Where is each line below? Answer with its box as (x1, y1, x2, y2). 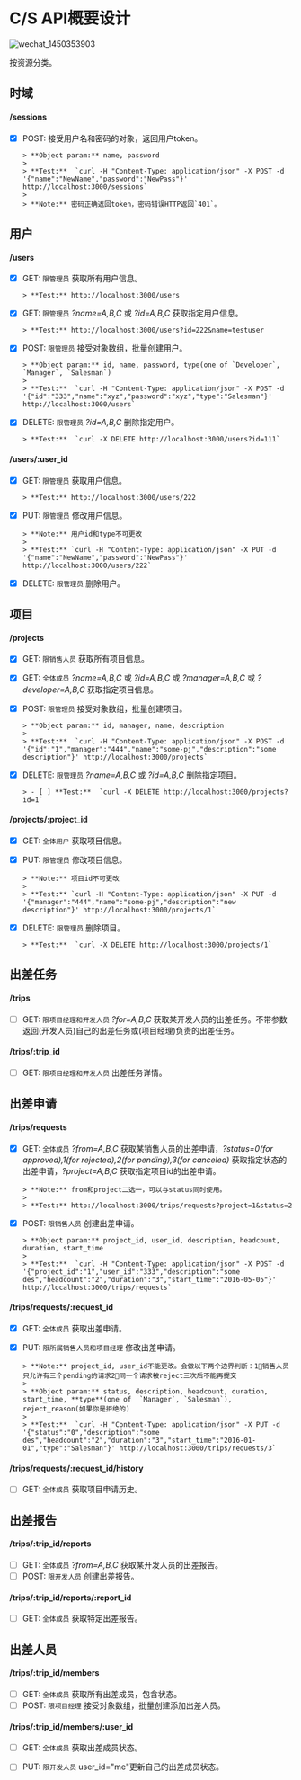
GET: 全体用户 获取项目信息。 (22, 835, 128, 846)
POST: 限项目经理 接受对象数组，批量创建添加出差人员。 (22, 1700, 226, 1711)
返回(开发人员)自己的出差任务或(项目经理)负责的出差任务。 (22, 1025, 240, 1036)
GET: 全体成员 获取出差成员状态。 (22, 1742, 143, 1753)
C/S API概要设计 (9, 8, 131, 29)
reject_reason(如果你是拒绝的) (22, 1404, 130, 1414)
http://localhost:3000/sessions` (22, 182, 148, 191)
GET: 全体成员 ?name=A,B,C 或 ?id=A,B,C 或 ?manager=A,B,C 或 (22, 672, 256, 683)
